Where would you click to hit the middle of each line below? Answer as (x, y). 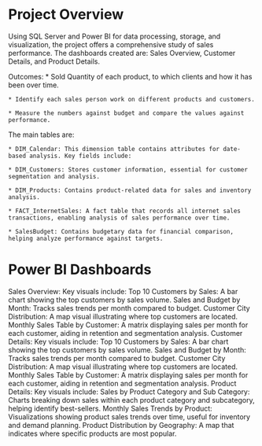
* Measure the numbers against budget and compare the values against (126, 113)
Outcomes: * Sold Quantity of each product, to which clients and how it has (130, 76)
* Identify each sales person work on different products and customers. (132, 99)
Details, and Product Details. (54, 61)
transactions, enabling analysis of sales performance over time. (119, 218)
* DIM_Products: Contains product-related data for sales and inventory (130, 190)
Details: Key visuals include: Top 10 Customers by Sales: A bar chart (118, 341)
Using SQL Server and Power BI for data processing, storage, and (114, 36)
